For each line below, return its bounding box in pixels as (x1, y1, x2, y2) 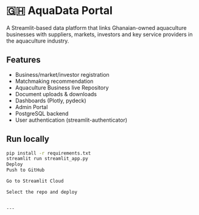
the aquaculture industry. (6, 37, 69, 44)
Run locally (6, 134, 50, 144)
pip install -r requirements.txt (6, 150, 91, 156)
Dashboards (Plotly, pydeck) (15, 97, 86, 104)
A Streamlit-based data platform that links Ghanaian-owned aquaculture (6, 24, 187, 31)
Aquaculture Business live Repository (15, 83, 109, 91)
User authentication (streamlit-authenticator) (15, 116, 128, 124)
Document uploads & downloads (15, 90, 97, 97)
